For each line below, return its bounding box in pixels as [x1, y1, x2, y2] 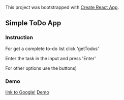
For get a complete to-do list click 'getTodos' [5, 45, 99, 52]
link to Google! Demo [5, 89, 49, 95]
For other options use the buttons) [5, 65, 77, 71]
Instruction [5, 34, 34, 41]
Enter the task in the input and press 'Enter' [5, 55, 96, 61]
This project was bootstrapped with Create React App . [5, 5, 119, 10]
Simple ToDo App [5, 19, 61, 27]
